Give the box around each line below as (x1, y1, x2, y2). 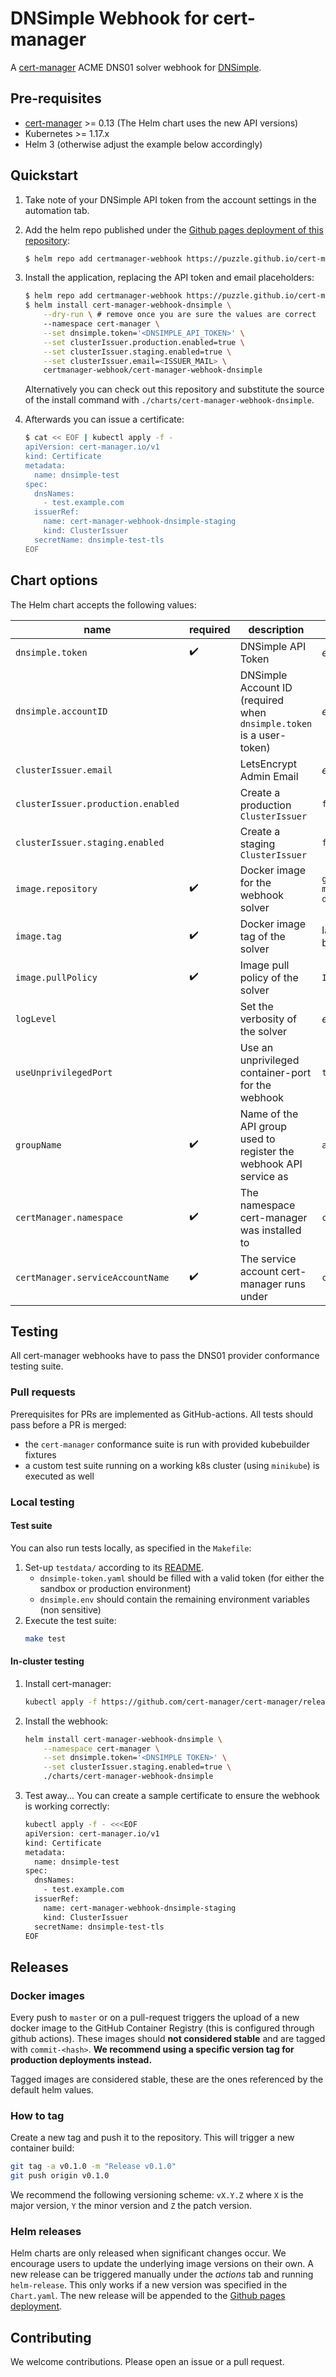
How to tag (10, 2109, 65, 2123)
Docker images (10, 1988, 85, 2002)
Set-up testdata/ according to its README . (24, 1561, 205, 1573)
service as (239, 1169, 289, 1183)
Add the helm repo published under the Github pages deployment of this (24, 223, 324, 236)
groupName (15, 1139, 62, 1151)
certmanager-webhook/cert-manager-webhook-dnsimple (43, 365, 263, 376)
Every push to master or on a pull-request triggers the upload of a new (10, 2012, 300, 2024)
